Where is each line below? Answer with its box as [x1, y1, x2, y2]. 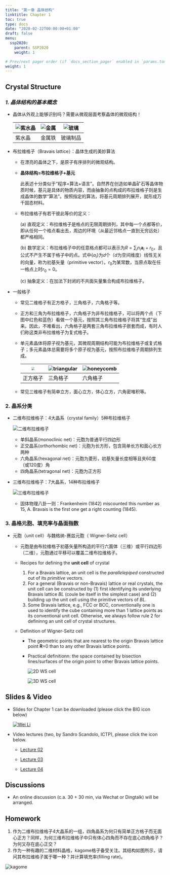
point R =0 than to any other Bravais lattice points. [27, 643, 131, 649]
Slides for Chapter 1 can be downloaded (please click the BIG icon [12, 706, 151, 712]
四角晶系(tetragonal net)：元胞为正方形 [20, 468, 102, 474]
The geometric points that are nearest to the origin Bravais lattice [27, 638, 163, 644]
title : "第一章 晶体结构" [5, 7, 55, 13]
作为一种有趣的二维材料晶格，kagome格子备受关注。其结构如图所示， [12, 848, 158, 854]
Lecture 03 [20, 756, 44, 762]
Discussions [5, 781, 45, 789]
